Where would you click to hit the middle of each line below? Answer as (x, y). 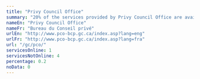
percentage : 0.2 (26, 61)
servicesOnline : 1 (29, 50)
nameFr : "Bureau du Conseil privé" (50, 28)
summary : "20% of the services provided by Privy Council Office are (94, 17)
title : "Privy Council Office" (45, 12)
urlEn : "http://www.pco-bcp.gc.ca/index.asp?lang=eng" (76, 34)
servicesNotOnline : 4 (33, 56)
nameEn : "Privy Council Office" (46, 23)
